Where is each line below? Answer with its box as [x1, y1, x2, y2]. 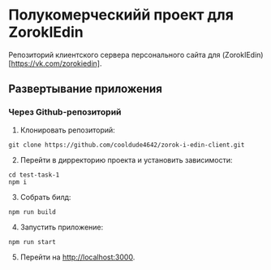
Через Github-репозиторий [8, 107, 122, 118]
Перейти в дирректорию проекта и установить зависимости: [19, 155, 233, 164]
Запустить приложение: [19, 222, 104, 232]
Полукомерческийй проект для [8, 6, 234, 24]
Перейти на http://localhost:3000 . [19, 252, 135, 262]
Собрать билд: [19, 192, 71, 202]
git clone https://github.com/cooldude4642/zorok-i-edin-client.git [8, 141, 245, 149]
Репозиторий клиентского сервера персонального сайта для [8, 50, 221, 59]
